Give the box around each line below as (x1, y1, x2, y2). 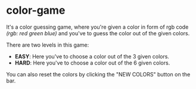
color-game (6, 4, 66, 17)
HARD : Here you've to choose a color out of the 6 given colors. (14, 59, 170, 66)
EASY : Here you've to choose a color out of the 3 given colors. (14, 53, 170, 60)
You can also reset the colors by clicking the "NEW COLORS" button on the (6, 70, 191, 78)
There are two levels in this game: (6, 41, 89, 48)
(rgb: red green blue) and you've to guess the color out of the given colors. (6, 29, 190, 36)
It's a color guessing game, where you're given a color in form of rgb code (6, 23, 189, 30)
